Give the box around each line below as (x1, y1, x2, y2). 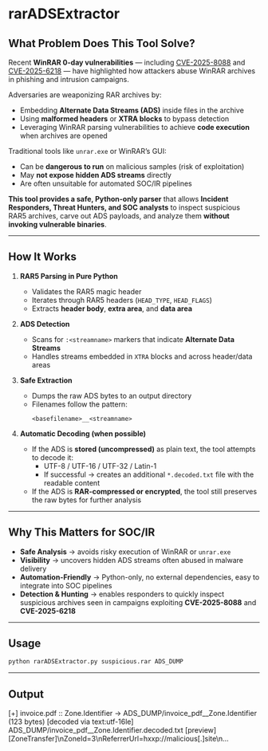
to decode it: (31, 452, 74, 462)
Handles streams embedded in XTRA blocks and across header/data (31, 352, 253, 361)
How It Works (8, 250, 77, 264)
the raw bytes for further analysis (31, 495, 142, 505)
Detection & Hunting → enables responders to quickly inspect (19, 589, 225, 599)
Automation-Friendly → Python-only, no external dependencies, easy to (19, 572, 260, 582)
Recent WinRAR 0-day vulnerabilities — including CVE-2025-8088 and (8, 57, 246, 67)
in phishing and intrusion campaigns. (8, 75, 130, 84)
